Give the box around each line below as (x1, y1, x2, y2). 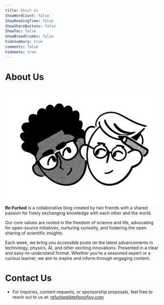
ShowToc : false (5, 29, 36, 34)
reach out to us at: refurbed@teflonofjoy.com (12, 294, 104, 300)
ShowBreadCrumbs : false (5, 34, 54, 39)
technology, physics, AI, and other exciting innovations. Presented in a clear (5, 245, 159, 251)
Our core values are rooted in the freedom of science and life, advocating (5, 220, 154, 226)
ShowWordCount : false (5, 13, 50, 18)
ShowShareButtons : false (5, 24, 56, 29)
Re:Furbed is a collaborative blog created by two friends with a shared (5, 205, 148, 211)
